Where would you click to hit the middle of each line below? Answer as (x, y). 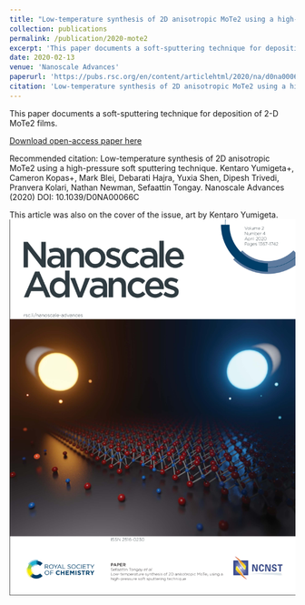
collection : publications (58, 29)
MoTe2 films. (34, 123)
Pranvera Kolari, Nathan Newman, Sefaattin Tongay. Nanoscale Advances (147, 187)
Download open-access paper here (76, 140)
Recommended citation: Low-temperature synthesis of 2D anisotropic (140, 158)
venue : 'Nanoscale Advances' (64, 67)
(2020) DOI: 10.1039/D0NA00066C (74, 197)
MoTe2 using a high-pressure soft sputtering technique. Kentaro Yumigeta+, (152, 167)
